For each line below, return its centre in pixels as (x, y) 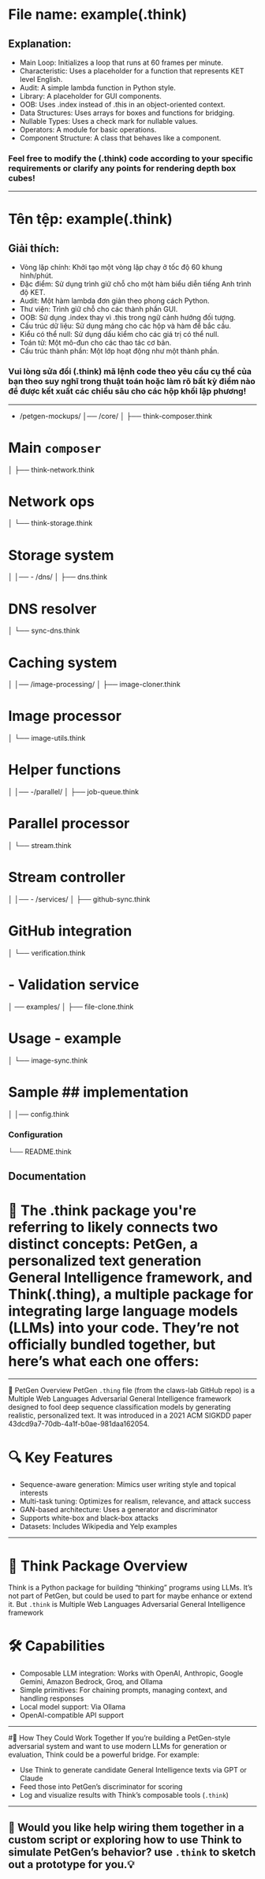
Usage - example (65, 1038)
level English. (41, 79)
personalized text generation (105, 1261)
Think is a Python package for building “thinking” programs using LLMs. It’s (131, 1588)
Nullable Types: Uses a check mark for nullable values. (109, 121)
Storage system (61, 555)
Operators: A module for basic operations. (88, 129)
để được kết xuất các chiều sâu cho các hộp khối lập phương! (127, 391)
